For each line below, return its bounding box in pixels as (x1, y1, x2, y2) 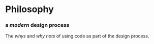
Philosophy (5, 4, 54, 15)
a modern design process (5, 22, 70, 29)
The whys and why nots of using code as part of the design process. (5, 33, 149, 39)
